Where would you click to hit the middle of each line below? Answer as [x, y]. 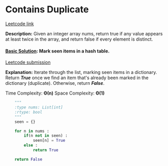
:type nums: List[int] [39, 107]
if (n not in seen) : [46, 136]
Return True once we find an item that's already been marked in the [77, 78]
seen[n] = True [49, 141]
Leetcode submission [28, 62]
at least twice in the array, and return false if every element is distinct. [79, 39]
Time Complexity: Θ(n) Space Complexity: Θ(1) [55, 93]
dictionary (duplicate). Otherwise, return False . [55, 83]
